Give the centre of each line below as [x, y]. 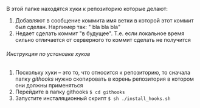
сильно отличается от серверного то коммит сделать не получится [103, 40]
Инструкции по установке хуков [48, 53]
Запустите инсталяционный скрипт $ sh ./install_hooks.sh [93, 98]
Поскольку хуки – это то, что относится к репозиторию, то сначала [102, 73]
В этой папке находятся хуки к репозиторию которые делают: [87, 9]
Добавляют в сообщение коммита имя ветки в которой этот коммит [104, 20]
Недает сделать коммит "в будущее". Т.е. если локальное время [100, 33]
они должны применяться [49, 86]
